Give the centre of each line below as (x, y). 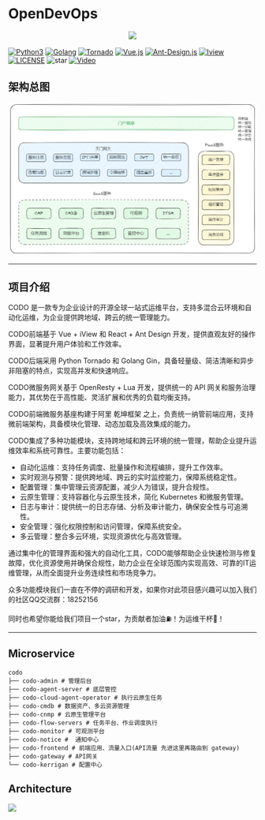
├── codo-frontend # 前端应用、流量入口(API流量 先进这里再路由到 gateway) (124, 748)
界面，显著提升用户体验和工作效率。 (67, 344)
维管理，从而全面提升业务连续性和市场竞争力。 (84, 573)
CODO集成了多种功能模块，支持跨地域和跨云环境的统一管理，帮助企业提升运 (132, 441)
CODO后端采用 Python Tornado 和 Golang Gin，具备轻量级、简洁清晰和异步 (131, 361)
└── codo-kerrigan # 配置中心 (55, 765)
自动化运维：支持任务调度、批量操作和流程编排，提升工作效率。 (123, 467)
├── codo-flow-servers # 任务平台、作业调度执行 (83, 723)
